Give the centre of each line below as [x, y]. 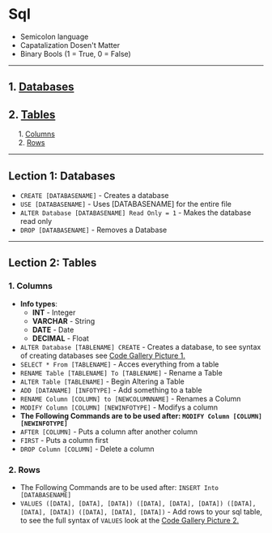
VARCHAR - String [64, 320]
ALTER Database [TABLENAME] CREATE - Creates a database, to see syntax [140, 346]
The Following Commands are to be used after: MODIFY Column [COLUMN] [141, 415]
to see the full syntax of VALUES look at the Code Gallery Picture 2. [130, 520]
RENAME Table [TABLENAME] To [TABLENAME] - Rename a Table [121, 372]
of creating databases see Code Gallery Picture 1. [103, 355]
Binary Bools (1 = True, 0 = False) [75, 54]
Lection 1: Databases [62, 176]
